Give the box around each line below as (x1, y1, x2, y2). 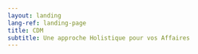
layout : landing (7, 11, 61, 20)
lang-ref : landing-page (7, 19, 87, 27)
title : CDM (7, 26, 44, 34)
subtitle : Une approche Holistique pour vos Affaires (7, 33, 191, 42)
